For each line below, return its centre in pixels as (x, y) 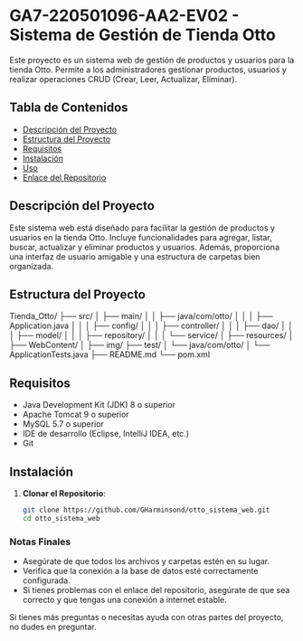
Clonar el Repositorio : (64, 493)
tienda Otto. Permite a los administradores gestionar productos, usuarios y (148, 70)
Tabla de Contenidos (69, 108)
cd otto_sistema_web (61, 518)
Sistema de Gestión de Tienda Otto (142, 35)
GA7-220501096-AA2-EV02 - (124, 16)
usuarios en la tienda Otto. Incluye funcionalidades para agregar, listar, (141, 237)
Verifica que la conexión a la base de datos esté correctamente (140, 571)
